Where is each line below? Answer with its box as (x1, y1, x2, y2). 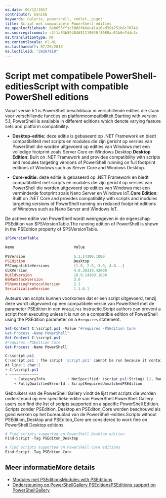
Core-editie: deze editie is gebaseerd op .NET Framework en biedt (12, 174, 149, 180)
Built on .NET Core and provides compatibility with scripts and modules (12, 196, 158, 202)
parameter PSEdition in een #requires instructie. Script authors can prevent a (5, 306, 161, 312)
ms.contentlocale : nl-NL (5, 40, 56, 45)
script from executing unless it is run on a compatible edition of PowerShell (5, 311, 158, 317)
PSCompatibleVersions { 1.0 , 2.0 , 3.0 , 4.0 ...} (5, 263, 125, 268)
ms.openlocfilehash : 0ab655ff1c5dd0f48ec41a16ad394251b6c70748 (5, 26, 138, 31)
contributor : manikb (5, 12, 48, 17)
